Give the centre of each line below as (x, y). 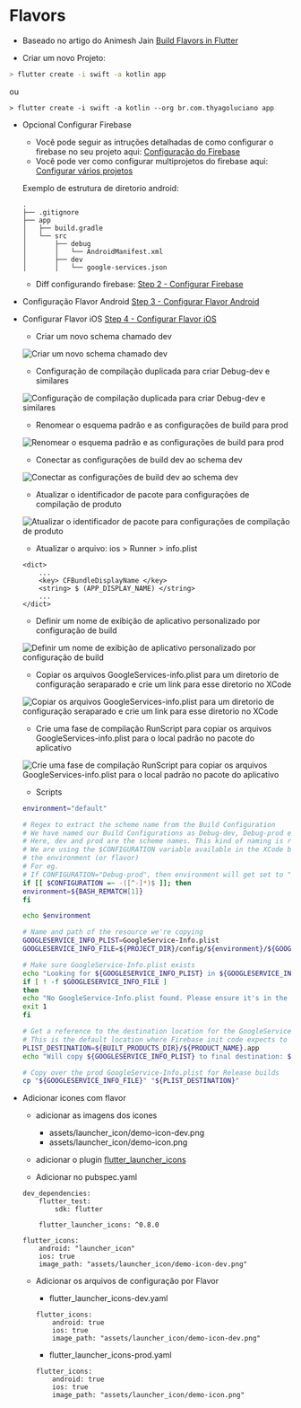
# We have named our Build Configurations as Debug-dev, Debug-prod (153, 833)
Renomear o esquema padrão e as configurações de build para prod (162, 425)
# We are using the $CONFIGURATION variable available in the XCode (153, 849)
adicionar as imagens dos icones (96, 1115)
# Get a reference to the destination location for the (129, 1032)
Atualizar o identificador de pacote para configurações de (142, 494)
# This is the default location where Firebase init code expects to (155, 1039)
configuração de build (77, 630)
